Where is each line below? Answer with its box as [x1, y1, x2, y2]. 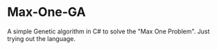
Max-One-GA [7, 4, 86, 20]
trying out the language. [7, 34, 76, 42]
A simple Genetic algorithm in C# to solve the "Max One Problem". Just [7, 27, 210, 35]
